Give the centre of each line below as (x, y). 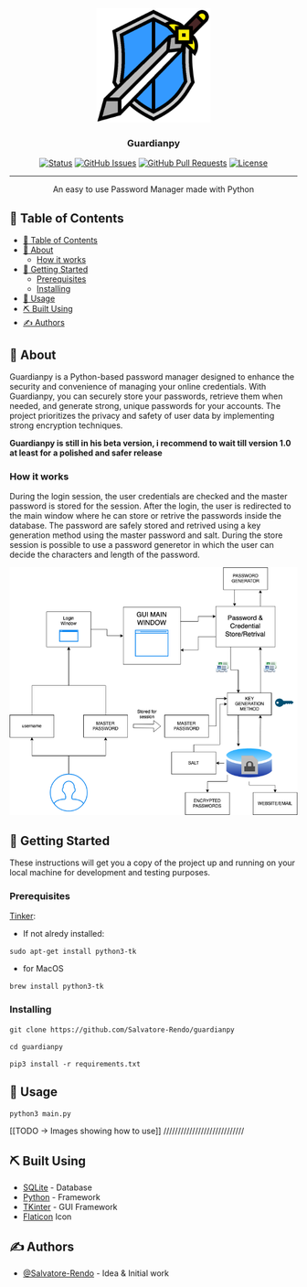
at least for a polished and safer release (86, 453)
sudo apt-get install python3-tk (73, 952)
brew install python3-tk (57, 987)
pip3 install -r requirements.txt (75, 1064)
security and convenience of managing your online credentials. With (138, 386)
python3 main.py (40, 1114)
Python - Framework (61, 1197)
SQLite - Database (58, 1187)
